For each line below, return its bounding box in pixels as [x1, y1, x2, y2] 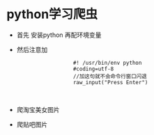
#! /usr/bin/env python [72, 59, 142, 66]
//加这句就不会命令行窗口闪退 [72, 72, 147, 80]
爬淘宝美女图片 [16, 105, 60, 113]
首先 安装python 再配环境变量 [16, 31, 102, 39]
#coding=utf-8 [72, 65, 114, 72]
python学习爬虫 [6, 6, 98, 22]
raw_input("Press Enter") [72, 79, 148, 86]
